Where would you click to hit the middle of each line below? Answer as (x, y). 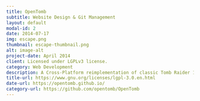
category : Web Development (40, 67)
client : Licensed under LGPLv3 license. (57, 61)
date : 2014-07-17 (28, 34)
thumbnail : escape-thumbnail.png (48, 45)
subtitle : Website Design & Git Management (61, 17)
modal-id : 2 (21, 28)
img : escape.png (26, 39)
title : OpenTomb (26, 12)
